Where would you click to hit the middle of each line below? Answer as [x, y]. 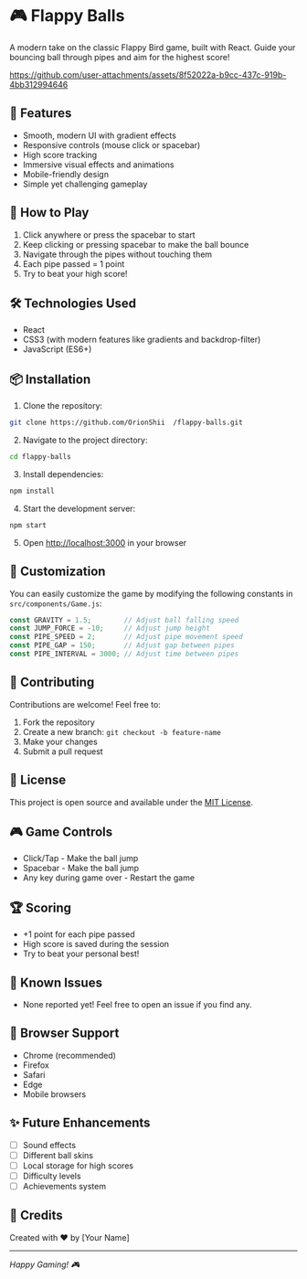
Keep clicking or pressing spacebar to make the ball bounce [136, 244]
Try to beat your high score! [75, 273]
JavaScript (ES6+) [57, 349]
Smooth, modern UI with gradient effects [99, 135]
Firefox [36, 1065]
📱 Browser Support [64, 1034]
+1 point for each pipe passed [79, 934]
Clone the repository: [63, 406]
